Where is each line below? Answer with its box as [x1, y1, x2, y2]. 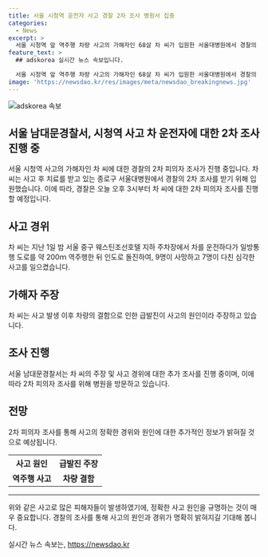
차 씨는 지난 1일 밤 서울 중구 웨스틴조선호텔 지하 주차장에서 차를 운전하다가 [8, 243, 239, 252]
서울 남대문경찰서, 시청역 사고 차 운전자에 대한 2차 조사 [8, 127, 260, 140]
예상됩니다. [22, 437, 58, 447]
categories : [8, 19, 48, 27]
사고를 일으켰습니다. [8, 263, 70, 272]
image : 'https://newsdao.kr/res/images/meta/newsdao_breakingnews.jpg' [8, 77, 251, 86]
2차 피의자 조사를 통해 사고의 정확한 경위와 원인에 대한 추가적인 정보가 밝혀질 [8, 427, 246, 437]
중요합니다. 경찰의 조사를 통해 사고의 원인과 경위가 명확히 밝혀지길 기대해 [16, 512, 242, 522]
